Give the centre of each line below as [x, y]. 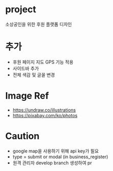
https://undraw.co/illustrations [44, 110]
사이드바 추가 [26, 68]
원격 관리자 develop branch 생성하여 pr [52, 163]
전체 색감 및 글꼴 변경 [34, 75]
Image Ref [27, 96]
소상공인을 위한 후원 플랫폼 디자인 [39, 24]
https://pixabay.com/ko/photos [45, 115]
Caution [22, 136]
